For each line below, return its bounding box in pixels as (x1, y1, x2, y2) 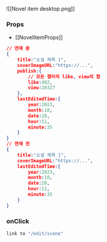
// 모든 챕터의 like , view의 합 (28, 74, 101, 80)
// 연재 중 (6, 45, 30, 52)
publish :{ (17, 68, 42, 74)
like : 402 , (28, 79, 53, 85)
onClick (6, 217, 30, 225)
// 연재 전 (6, 141, 30, 147)
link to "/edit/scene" (6, 231, 63, 237)
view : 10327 (28, 84, 56, 91)
